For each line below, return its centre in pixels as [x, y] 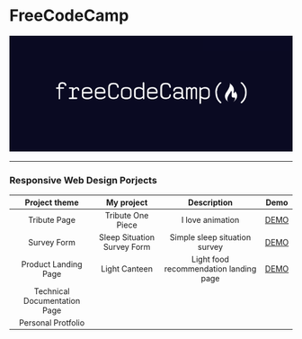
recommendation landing [210, 269]
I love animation [210, 220]
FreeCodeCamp [69, 16]
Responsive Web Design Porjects [83, 180]
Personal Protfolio [52, 322]
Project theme [52, 202]
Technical [52, 291]
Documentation [52, 300]
